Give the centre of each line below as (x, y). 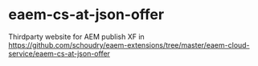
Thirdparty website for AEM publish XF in (76, 37)
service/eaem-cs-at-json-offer (59, 53)
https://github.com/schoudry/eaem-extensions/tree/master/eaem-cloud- (129, 45)
